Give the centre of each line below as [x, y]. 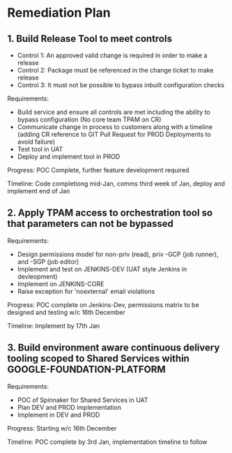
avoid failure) [36, 142]
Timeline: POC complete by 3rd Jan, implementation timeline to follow [107, 442]
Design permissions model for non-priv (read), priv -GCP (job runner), [118, 254]
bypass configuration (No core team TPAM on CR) [89, 119]
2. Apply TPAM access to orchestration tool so [110, 213]
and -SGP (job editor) [48, 261]
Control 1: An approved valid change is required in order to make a [112, 55]
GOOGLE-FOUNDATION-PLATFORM [86, 370]
